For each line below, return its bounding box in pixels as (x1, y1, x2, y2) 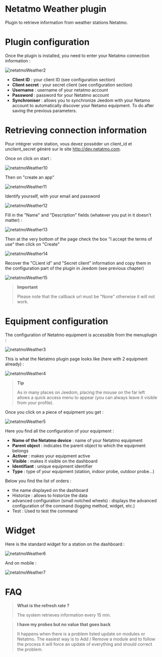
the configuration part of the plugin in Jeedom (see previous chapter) (5, 265, 144, 271)
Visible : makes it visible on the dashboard (12, 458, 98, 464)
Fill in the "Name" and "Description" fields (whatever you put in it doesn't (5, 212, 152, 218)
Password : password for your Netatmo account (12, 92, 109, 98)
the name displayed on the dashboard (12, 487, 89, 493)
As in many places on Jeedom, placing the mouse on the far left (17, 389, 145, 395)
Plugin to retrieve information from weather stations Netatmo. (5, 19, 128, 25)
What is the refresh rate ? (17, 602, 70, 608)
